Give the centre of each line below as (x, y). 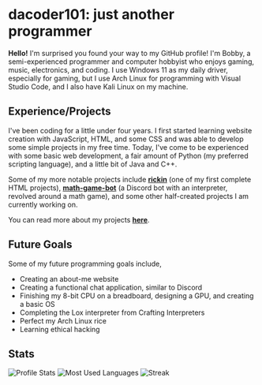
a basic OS (37, 304)
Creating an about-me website (69, 278)
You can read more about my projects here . (79, 219)
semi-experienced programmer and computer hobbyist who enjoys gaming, (131, 62)
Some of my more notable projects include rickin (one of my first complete (130, 179)
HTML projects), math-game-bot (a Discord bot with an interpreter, (118, 188)
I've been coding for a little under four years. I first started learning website (130, 130)
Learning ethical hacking (60, 329)
